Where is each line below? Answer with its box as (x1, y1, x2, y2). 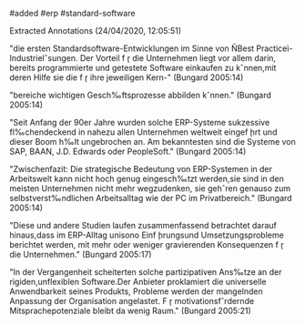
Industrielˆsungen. (9, 53, 78, 63)
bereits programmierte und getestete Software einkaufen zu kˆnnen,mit (9, 63, 277, 73)
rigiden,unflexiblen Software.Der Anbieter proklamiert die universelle (9, 277, 267, 287)
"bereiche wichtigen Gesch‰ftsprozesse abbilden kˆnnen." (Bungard (9, 90, 271, 100)
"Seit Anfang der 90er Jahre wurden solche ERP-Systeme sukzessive (9, 117, 270, 127)
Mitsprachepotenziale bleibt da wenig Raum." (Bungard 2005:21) (9, 305, 252, 316)
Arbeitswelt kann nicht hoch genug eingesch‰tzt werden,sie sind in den (9, 173, 285, 184)
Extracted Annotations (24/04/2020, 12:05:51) (9, 25, 182, 36)
